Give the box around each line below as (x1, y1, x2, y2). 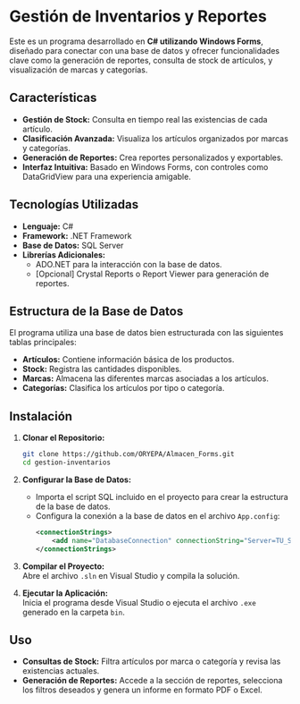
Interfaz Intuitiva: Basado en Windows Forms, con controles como (21, 161, 269, 172)
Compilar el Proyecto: (21, 561, 105, 572)
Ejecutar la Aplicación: (21, 588, 109, 598)
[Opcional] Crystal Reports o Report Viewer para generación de (35, 268, 270, 279)
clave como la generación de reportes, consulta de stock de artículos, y (9, 55, 273, 65)
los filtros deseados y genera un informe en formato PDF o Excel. (21, 684, 263, 695)
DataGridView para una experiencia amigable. (21, 171, 192, 182)
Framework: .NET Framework (21, 230, 132, 241)
